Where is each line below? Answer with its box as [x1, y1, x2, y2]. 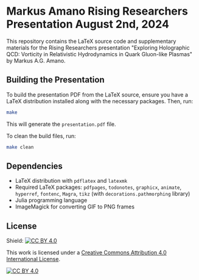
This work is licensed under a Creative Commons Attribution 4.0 [6, 249, 167, 256]
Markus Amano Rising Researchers [6, 4, 189, 18]
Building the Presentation [6, 75, 105, 85]
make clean [6, 144, 34, 150]
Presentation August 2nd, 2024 [6, 17, 169, 31]
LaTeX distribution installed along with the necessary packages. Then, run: [6, 97, 194, 105]
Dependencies [6, 161, 63, 171]
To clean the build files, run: [6, 132, 76, 139]
